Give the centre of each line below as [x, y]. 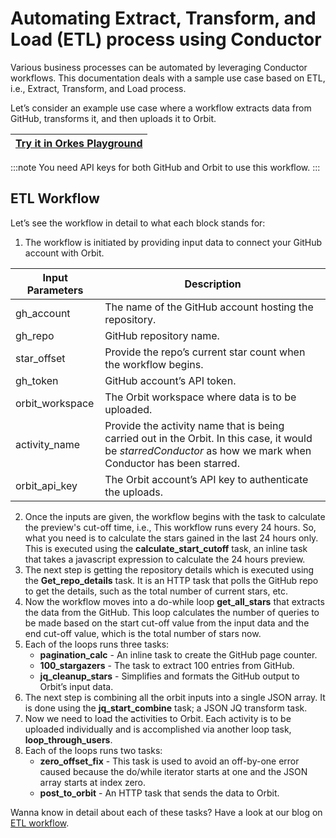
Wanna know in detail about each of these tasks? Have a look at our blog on [166, 812]
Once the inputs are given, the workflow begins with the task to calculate [175, 516]
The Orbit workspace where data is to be [200, 397]
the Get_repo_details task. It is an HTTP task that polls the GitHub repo [171, 580]
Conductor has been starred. [172, 463]
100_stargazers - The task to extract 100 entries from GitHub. [167, 665]
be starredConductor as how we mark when [208, 450]
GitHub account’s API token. [170, 380]
